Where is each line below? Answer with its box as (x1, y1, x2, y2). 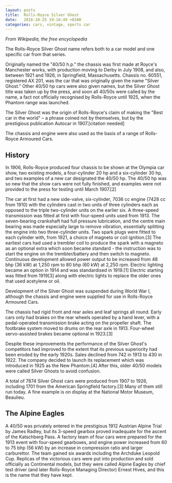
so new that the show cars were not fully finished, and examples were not (5, 181, 162, 187)
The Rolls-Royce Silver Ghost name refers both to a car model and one (5, 46, 155, 52)
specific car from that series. (5, 51, 67, 58)
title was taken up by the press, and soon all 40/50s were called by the (5, 88, 155, 95)
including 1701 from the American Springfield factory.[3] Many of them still (5, 383, 163, 389)
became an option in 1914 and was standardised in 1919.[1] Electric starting (5, 267, 163, 273)
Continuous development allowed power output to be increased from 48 (5, 256, 158, 263)
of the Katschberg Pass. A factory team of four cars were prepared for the (5, 434, 162, 440)
